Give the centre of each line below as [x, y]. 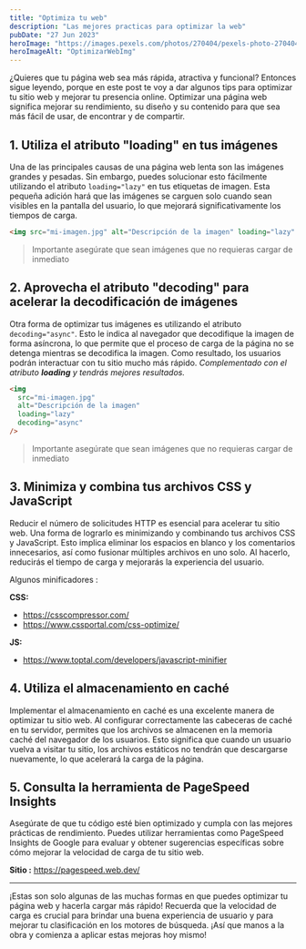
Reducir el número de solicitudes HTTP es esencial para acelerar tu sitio [145, 523]
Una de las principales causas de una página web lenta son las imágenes [147, 167]
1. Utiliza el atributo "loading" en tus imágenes [144, 145]
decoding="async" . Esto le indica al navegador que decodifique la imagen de [152, 333]
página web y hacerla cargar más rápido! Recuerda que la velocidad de [143, 906]
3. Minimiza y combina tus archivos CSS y [131, 487]
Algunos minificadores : [54, 579]
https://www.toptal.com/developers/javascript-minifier [125, 659]
